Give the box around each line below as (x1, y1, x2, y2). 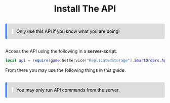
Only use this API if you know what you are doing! (16, 28, 120, 34)
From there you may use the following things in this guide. (5, 67, 126, 73)
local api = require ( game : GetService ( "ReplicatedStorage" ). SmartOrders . (5, 58, 162, 63)
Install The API (54, 3, 116, 15)
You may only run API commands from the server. (16, 87, 120, 93)
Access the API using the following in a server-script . (5, 48, 117, 55)
